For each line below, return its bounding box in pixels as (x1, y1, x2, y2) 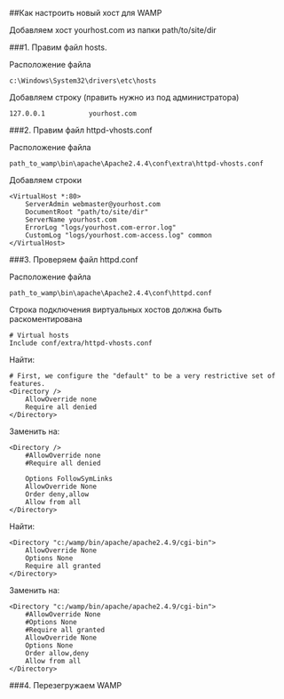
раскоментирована (9, 314, 83, 324)
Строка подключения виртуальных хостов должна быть (9, 304, 223, 315)
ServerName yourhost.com (25, 215, 117, 224)
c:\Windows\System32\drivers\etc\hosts (9, 76, 157, 85)
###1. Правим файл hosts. (9, 42, 107, 52)
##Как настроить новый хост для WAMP (9, 8, 162, 18)
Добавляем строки (9, 175, 83, 185)
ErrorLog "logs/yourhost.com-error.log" (25, 223, 177, 232)
